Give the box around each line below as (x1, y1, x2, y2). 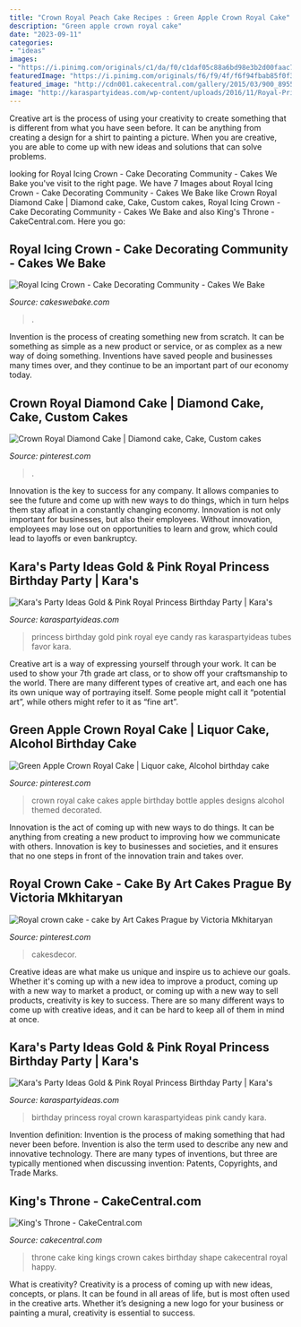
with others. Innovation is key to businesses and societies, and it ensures (9, 840, 279, 851)
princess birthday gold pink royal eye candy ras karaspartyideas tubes (30, 631, 292, 642)
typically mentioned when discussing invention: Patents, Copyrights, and (9, 1158, 278, 1169)
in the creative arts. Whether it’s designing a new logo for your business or (9, 1298, 284, 1309)
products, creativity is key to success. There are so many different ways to (9, 995, 285, 1005)
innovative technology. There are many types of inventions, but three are (9, 1149, 278, 1159)
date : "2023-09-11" (9, 30, 82, 39)
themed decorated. (30, 804, 103, 815)
